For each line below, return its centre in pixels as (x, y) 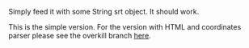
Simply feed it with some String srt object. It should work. (104, 12)
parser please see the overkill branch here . (80, 36)
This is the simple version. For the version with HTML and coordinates (125, 27)
